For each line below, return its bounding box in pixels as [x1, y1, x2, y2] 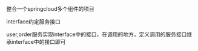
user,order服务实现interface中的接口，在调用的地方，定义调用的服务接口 [6, 31, 187, 38]
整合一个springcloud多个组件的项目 [6, 5, 95, 12]
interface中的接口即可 [11, 38, 66, 45]
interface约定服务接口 [6, 18, 61, 25]
